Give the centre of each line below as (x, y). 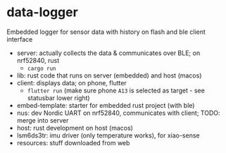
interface (20, 39)
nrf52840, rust (38, 60)
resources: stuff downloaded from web (73, 142)
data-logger (42, 12)
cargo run (42, 68)
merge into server (43, 120)
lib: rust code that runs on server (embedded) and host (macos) (109, 75)
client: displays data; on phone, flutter (72, 82)
